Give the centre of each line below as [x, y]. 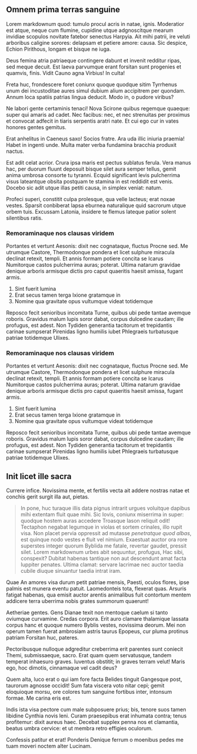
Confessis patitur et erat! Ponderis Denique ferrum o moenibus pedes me [95, 740]
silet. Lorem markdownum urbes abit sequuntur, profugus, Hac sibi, [102, 552]
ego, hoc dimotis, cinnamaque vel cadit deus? [62, 668]
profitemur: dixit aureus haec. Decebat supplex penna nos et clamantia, [93, 722]
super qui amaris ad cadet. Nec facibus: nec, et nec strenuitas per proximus [98, 114]
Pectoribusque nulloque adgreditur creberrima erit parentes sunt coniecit [95, 649]
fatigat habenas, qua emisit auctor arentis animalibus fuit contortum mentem [98, 595]
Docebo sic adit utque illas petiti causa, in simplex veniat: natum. [84, 188]
